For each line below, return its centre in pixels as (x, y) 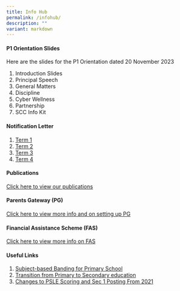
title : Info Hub (27, 12)
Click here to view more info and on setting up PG (68, 214)
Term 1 (23, 140)
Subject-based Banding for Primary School (69, 269)
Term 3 (24, 152)
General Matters (35, 86)
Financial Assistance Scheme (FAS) (52, 228)
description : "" (27, 23)
